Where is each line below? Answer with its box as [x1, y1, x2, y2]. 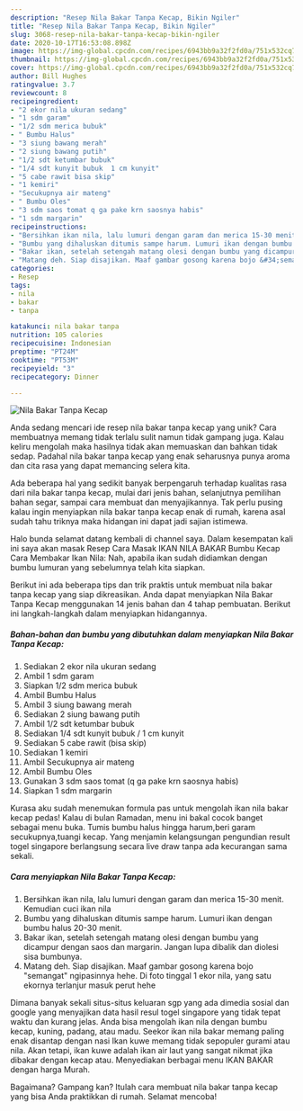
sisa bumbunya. [22, 951, 83, 963]
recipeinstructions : [10, 222, 88, 231]
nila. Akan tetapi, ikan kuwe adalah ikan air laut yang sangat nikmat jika [10, 1045, 273, 1056]
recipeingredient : [10, 96, 79, 106]
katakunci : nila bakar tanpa [10, 322, 120, 331]
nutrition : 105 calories [10, 330, 103, 340]
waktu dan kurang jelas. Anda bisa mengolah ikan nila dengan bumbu [10, 1017, 268, 1027]
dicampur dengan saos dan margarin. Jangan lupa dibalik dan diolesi [22, 942, 280, 953]
